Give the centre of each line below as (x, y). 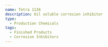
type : (11, 19)
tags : (11, 28)
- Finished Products (31, 32)
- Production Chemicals (34, 23)
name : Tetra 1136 (23, 10)
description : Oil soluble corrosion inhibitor (54, 14)
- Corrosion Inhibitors (34, 37)
